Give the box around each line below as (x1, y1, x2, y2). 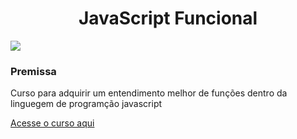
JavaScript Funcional (78, 7, 258, 30)
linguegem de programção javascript (10, 98, 163, 110)
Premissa (10, 64, 57, 78)
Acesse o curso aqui (10, 117, 95, 129)
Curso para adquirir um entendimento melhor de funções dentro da (10, 87, 288, 99)
